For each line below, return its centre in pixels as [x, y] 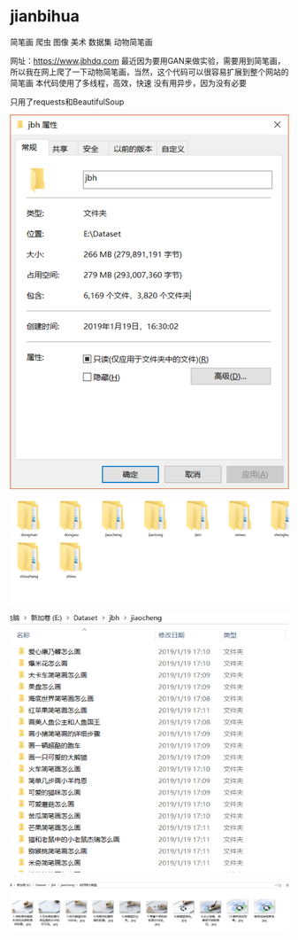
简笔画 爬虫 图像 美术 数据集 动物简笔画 [81, 42]
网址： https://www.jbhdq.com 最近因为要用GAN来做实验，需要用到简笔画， [148, 60]
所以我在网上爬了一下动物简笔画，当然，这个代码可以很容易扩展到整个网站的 [149, 72]
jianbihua [45, 16]
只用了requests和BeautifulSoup [67, 101]
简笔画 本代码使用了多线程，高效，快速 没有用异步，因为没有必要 [128, 82]
